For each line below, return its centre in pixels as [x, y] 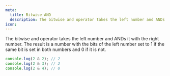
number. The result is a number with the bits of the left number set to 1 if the [85, 44]
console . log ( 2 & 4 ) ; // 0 [33, 68]
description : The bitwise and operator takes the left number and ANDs [88, 19]
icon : [11, 24]
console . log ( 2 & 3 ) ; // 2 [33, 64]
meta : [11, 10]
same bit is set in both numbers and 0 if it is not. [56, 49]
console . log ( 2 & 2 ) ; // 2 [33, 59]
